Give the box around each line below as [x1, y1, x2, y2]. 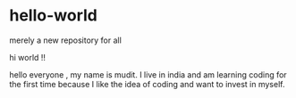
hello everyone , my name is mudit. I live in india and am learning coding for [9, 69, 288, 80]
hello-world [9, 5, 98, 26]
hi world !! [9, 52, 47, 62]
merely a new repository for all [9, 35, 123, 45]
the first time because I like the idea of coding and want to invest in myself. [9, 78, 285, 89]
